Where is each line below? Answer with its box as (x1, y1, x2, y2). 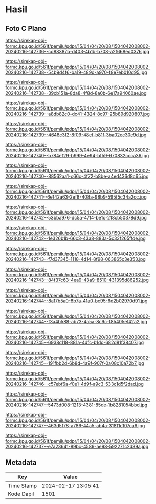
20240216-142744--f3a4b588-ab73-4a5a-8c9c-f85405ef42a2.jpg (5, 319, 147, 324)
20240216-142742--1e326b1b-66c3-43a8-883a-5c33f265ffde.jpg (5, 235, 146, 242)
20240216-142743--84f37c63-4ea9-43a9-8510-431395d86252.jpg (5, 277, 149, 283)
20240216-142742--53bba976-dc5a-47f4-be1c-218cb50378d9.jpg (5, 215, 147, 221)
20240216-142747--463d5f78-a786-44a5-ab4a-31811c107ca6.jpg (5, 423, 145, 428)
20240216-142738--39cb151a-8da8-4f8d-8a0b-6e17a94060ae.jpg (5, 90, 147, 96)
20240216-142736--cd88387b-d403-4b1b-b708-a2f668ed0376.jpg (5, 49, 150, 54)
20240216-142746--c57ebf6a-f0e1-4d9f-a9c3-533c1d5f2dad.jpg (5, 381, 144, 387)
